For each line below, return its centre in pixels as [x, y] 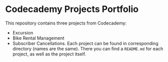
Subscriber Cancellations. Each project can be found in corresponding [85, 43]
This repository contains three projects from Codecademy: [66, 23]
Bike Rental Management [38, 38]
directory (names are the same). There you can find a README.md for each [88, 48]
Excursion [23, 32]
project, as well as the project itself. [49, 54]
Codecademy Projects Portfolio [72, 9]
